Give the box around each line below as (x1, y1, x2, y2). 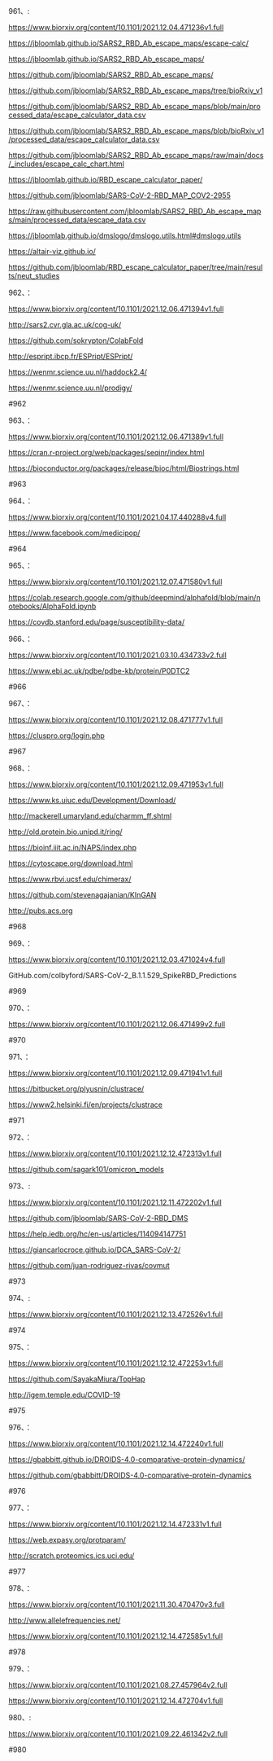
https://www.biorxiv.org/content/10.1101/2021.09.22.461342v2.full (8, 1729, 228, 1738)
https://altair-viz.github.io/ (8, 247, 96, 256)
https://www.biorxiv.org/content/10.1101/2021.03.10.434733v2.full (8, 650, 227, 660)
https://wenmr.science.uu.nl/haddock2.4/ (8, 367, 148, 376)
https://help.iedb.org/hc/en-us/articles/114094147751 (8, 1229, 187, 1239)
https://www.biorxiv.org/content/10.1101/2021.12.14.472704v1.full (8, 1696, 223, 1706)
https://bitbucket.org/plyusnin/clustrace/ (8, 1084, 145, 1093)
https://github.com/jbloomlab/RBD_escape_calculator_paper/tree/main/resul (8, 262, 263, 272)
